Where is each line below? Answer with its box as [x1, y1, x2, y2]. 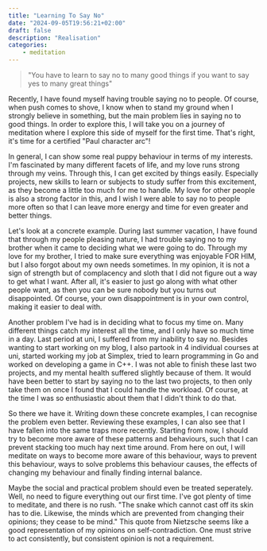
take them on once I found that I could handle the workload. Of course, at [8, 385, 249, 394]
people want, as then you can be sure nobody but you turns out [8, 285, 217, 295]
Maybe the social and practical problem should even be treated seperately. [8, 484, 253, 492]
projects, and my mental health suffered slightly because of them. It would [8, 368, 252, 377]
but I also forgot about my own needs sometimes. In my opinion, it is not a [8, 260, 250, 269]
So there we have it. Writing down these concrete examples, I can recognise [8, 409, 257, 418]
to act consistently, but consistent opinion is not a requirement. [8, 534, 215, 543]
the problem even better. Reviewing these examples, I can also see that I [8, 418, 246, 426]
